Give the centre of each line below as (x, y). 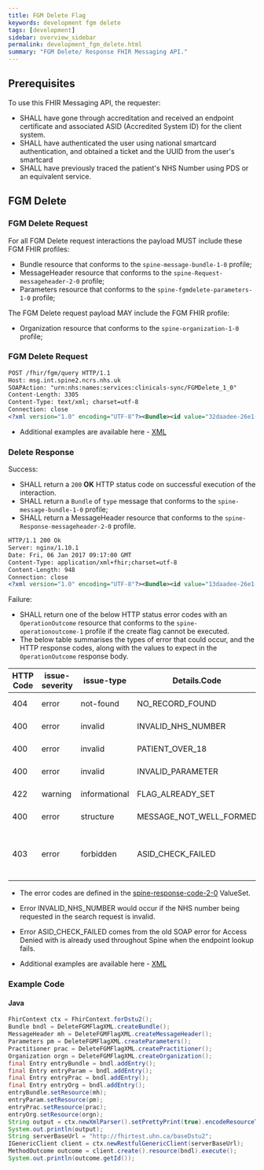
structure (97, 816)
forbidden (99, 854)
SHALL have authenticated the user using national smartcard (118, 143)
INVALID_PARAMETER (178, 772)
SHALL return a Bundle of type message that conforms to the (117, 501)
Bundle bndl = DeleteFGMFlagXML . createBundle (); (89, 1027)
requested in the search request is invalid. (87, 917)
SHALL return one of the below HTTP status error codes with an (123, 614)
